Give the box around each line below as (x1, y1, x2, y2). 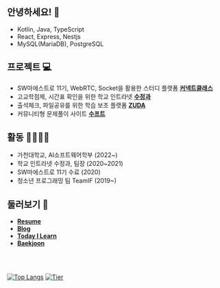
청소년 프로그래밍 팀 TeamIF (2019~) (16, 177, 117, 185)
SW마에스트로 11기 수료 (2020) (16, 168, 101, 176)
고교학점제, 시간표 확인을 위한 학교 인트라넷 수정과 (16, 92, 151, 101)
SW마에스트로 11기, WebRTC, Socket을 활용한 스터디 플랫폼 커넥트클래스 (16, 84, 214, 92)
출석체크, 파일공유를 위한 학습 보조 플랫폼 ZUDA (16, 101, 146, 109)
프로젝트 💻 (7, 61, 52, 73)
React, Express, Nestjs (16, 32, 81, 40)
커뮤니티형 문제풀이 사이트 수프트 (16, 109, 106, 118)
